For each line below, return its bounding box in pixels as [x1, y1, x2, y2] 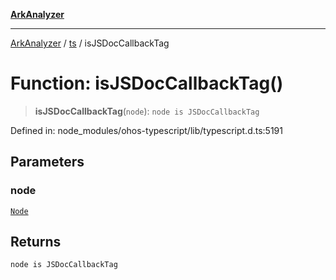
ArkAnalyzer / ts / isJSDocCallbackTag [10, 37, 170, 49]
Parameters [10, 154, 85, 171]
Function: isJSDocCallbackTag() [10, 72, 284, 95]
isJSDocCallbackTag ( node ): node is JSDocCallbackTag [34, 105, 260, 117]
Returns [10, 234, 62, 251]
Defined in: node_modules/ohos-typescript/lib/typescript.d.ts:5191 [10, 124, 283, 136]
